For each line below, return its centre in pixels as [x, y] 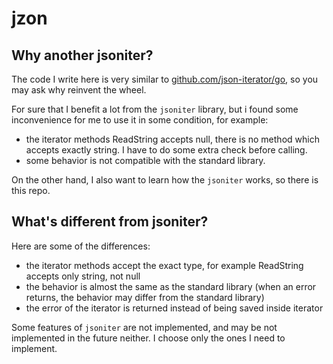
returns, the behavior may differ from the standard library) [145, 297]
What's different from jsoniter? [110, 222]
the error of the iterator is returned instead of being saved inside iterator [174, 308]
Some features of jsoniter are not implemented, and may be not [144, 327]
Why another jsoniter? [82, 55]
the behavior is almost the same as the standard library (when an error [171, 286]
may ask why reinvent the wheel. [79, 90]
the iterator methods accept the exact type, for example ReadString [164, 265]
